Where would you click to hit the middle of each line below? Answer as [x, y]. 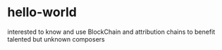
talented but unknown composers [56, 39]
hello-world [42, 12]
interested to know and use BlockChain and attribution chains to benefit [111, 32]
